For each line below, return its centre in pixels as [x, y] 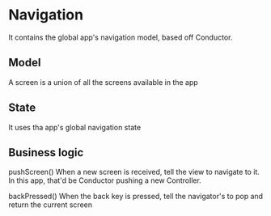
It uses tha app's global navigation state [75, 127]
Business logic [46, 152]
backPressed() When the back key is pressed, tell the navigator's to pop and [136, 197]
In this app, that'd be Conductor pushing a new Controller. [105, 180]
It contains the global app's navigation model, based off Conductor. [121, 37]
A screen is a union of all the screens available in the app [103, 82]
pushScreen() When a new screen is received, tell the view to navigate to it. [134, 172]
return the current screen [51, 205]
